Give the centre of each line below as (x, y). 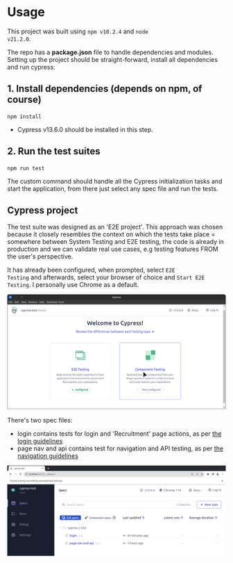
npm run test (26, 168)
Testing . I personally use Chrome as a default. (73, 285)
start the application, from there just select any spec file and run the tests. (113, 188)
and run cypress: (31, 67)
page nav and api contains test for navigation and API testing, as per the (120, 448)
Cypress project (43, 210)
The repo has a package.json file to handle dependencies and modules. (110, 52)
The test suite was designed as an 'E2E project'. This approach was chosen (115, 227)
